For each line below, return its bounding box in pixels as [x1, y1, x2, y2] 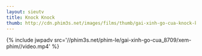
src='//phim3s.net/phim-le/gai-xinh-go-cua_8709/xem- [54, 37, 192, 44]
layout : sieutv [6, 8, 44, 15]
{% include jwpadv [6, 37, 53, 44]
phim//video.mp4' [6, 43, 51, 50]
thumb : [6, 20, 23, 26]
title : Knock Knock [6, 14, 55, 20]
